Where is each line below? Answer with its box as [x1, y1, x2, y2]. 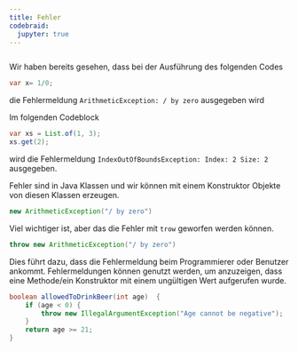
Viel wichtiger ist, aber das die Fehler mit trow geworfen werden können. [9, 223, 275, 234]
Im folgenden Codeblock [9, 112, 99, 123]
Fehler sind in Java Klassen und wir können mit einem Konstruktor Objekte [9, 180, 281, 191]
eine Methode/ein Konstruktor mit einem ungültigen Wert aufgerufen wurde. [9, 275, 286, 285]
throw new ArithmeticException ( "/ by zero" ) [9, 240, 176, 249]
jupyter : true [17, 29, 69, 38]
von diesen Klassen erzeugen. [9, 190, 120, 200]
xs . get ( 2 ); [9, 138, 50, 147]
